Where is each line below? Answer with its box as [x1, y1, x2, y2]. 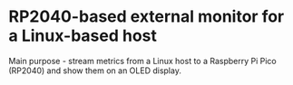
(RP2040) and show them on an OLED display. [8, 65, 182, 76]
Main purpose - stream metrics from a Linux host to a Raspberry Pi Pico [8, 55, 278, 66]
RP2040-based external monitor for [8, 6, 285, 27]
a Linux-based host [8, 25, 158, 46]
